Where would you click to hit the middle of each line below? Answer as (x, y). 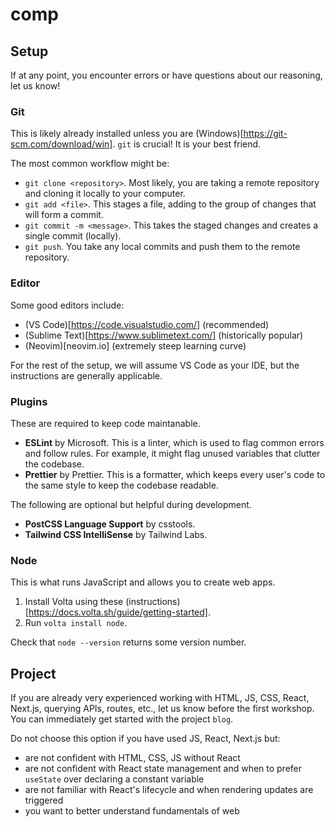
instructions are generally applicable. (86, 375)
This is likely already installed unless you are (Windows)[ (127, 134)
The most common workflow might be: (90, 164)
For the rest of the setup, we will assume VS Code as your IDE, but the (155, 365)
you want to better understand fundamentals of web (132, 811)
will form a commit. (64, 215)
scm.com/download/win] (61, 144)
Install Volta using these (74, 602)
